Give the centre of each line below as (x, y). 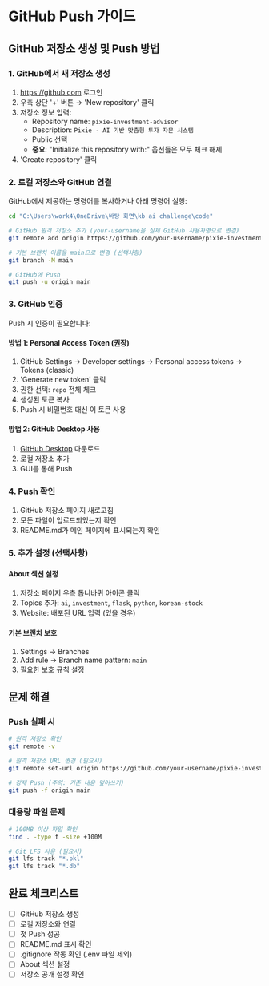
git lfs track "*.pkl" (46, 859)
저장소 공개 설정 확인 (52, 974)
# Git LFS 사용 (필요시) (45, 851)
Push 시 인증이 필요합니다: (50, 323)
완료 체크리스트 (44, 893)
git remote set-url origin (53, 768)
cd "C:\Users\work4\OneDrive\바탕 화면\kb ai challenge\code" (111, 216)
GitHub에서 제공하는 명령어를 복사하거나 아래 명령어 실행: (98, 201)
